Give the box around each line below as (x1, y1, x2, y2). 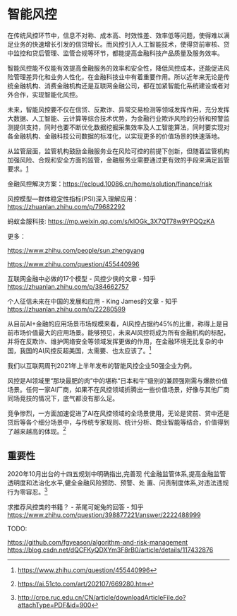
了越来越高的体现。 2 (7, 425, 67, 435)
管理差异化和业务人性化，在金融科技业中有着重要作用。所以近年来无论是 (13, 72, 224, 81)
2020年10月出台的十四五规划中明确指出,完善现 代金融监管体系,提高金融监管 (7, 470, 226, 478)
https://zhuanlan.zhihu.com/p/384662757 (7, 282, 129, 290)
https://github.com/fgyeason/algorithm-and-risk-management (7, 538, 188, 546)
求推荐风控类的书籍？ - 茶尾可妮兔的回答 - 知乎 (7, 502, 144, 511)
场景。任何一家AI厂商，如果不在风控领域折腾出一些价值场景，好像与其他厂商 (7, 385, 230, 393)
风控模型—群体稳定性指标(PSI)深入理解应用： (7, 194, 139, 203)
